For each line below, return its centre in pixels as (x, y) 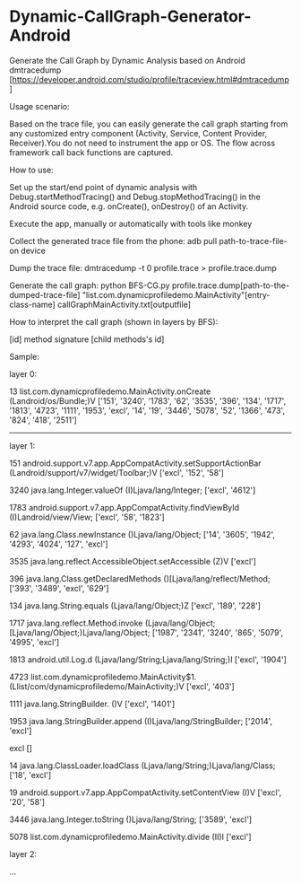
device (34, 250)
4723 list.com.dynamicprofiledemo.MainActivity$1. (103, 677)
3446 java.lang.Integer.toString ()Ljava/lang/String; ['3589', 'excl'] (131, 819)
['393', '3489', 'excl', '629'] (59, 588)
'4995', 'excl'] (34, 642)
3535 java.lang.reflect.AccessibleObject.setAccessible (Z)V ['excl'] (133, 561)
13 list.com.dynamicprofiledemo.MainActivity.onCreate (110, 391)
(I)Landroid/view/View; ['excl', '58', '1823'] (87, 517)
